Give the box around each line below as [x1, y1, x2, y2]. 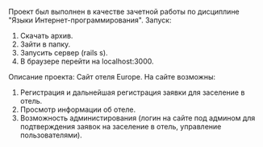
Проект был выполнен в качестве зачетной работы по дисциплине [8, 7, 240, 16]
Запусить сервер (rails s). [19, 48, 108, 57]
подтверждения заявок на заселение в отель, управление [19, 122, 222, 131]
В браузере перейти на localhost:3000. [19, 56, 154, 66]
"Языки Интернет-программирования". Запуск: [8, 15, 172, 25]
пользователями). [19, 130, 82, 140]
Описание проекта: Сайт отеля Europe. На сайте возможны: [8, 72, 216, 81]
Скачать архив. [19, 31, 73, 40]
